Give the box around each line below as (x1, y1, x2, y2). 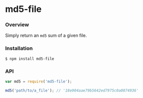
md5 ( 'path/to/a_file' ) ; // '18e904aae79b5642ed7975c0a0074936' (5, 88, 139, 93)
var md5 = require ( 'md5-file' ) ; (5, 79, 72, 84)
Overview (5, 21, 29, 28)
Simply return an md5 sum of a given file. (5, 32, 87, 38)
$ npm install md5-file (5, 56, 55, 61)
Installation (5, 45, 33, 52)
